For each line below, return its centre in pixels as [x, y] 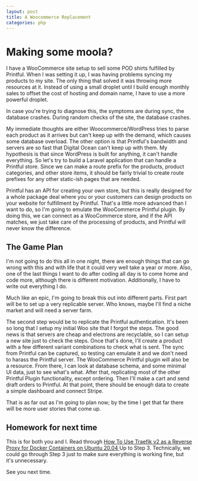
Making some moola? [60, 52]
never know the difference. [39, 228]
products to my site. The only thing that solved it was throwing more [89, 81]
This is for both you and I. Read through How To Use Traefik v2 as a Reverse [99, 441]
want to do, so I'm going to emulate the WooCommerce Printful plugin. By [95, 209]
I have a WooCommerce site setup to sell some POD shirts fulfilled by [90, 68]
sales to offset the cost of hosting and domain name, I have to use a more [95, 93]
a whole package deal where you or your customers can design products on [99, 197]
